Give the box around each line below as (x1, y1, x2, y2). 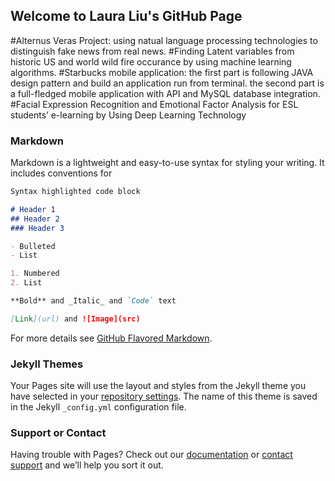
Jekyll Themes (10, 357, 84, 371)
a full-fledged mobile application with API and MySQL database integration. (10, 87, 321, 99)
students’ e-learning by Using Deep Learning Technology (10, 109, 247, 121)
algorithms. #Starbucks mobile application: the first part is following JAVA (10, 66, 314, 78)
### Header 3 (10, 223, 65, 233)
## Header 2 (10, 214, 60, 224)
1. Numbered (10, 269, 60, 279)
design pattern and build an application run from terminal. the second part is (10, 77, 325, 89)
